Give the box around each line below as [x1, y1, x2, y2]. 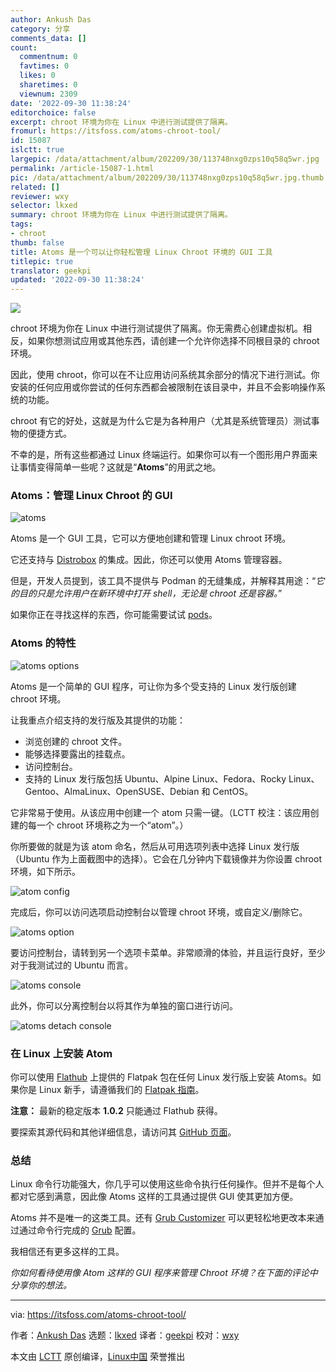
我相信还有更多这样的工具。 [10, 1246, 125, 1258]
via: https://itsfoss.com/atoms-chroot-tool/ [10, 1309, 187, 1321]
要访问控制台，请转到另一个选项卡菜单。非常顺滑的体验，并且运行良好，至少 [10, 946, 326, 958]
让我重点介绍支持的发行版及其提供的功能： [10, 714, 186, 726]
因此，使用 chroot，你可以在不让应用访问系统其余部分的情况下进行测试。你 [10, 369, 320, 381]
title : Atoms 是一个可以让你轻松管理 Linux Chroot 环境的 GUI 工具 [10, 247, 273, 257]
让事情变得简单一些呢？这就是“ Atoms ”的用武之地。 [10, 461, 222, 473]
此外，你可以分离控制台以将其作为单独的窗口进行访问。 [10, 999, 238, 1011]
